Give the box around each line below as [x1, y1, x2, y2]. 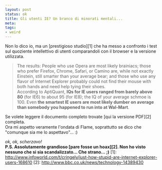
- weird [5, 30, 21, 35]
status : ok [5, 12, 27, 17]
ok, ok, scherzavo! [5, 139, 42, 144]
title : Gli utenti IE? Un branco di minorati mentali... [5, 16, 123, 21]
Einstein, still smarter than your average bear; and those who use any [17, 74, 156, 79]
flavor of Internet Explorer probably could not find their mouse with [17, 78, 151, 84]
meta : [5, 20, 16, 26]
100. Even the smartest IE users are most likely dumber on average [17, 99, 154, 105]
